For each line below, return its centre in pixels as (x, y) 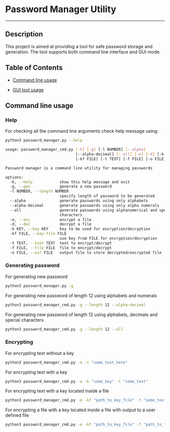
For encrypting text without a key (40, 353)
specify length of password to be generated (107, 196)
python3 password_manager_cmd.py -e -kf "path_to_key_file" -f (73, 425)
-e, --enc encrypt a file (51, 220)
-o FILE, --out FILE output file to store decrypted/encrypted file (86, 252)
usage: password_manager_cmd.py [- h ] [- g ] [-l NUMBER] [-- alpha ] (75, 150)
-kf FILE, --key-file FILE (38, 234)
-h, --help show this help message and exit (70, 182)
